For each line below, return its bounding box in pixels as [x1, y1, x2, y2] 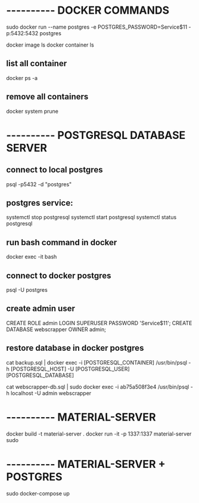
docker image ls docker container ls [6, 41, 94, 48]
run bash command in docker [6, 237, 117, 248]
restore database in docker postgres [6, 343, 144, 353]
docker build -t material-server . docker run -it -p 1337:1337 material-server [6, 430, 192, 437]
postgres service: [6, 198, 73, 208]
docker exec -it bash [6, 253, 57, 260]
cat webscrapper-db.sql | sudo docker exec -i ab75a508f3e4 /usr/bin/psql [6, 383, 189, 390]
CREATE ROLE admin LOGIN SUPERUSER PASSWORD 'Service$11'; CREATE [6, 319, 192, 326]
